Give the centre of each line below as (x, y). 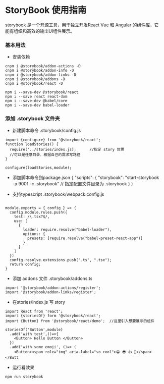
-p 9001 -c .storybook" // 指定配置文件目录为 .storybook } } (73, 183)
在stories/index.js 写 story (39, 302)
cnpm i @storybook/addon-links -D (41, 75)
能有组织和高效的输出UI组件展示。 (40, 31)
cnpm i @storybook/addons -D (35, 79)
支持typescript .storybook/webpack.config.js (58, 194)
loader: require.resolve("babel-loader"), (67, 229)
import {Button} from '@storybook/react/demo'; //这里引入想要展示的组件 (80, 321)
